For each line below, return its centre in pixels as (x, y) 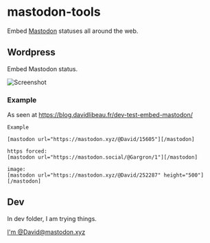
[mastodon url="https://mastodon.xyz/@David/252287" (84, 175)
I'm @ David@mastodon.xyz (46, 232)
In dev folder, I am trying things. (52, 218)
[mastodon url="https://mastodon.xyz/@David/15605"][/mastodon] (101, 140)
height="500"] (184, 175)
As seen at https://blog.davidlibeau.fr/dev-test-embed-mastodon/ (100, 115)
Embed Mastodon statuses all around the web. (73, 31)
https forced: (27, 151)
